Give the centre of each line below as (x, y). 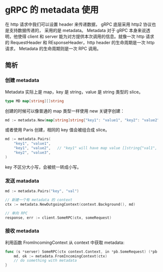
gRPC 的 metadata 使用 (52, 10)
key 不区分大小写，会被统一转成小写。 (43, 167)
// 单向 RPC (16, 213)
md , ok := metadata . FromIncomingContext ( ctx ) (61, 256)
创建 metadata (22, 80)
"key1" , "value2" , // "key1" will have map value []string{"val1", (86, 148)
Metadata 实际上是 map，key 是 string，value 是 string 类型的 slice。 (74, 92)
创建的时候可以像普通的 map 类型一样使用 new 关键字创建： (65, 111)
